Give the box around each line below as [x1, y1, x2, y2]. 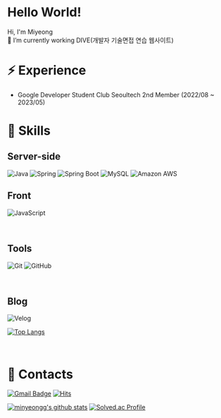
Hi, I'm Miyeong [7, 27, 53, 36]
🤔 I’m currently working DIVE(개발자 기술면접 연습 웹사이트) [7, 36, 174, 44]
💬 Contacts [7, 366, 74, 382]
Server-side [7, 151, 61, 163]
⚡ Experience [7, 63, 87, 78]
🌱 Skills [7, 123, 51, 139]
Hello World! [7, 4, 82, 20]
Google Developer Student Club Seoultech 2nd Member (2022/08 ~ [17, 90, 215, 99]
